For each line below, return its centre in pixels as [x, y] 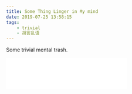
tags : [13, 22]
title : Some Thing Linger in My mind [52, 11]
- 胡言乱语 [28, 33]
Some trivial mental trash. [37, 50]
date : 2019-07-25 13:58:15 [39, 17]
